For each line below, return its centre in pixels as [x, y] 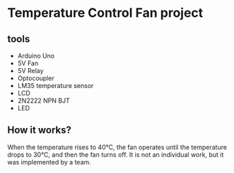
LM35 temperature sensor [55, 85]
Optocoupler [36, 78]
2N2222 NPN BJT [44, 101]
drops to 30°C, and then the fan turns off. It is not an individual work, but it [116, 154]
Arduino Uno [36, 56]
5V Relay [30, 71]
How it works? [40, 130]
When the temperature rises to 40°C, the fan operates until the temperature [117, 147]
